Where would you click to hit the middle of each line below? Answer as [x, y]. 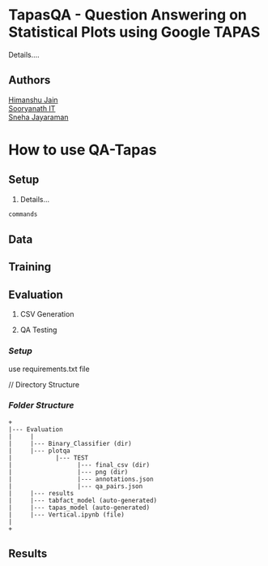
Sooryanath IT [32, 108]
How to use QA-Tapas [83, 150]
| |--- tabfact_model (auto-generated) [83, 500]
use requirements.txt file [49, 369]
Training [30, 267]
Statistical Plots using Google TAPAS [134, 32]
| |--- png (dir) [68, 472]
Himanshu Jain [33, 100]
